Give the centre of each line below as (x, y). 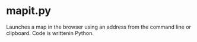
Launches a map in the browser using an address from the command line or (99, 27)
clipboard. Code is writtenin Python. (50, 33)
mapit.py (29, 11)
